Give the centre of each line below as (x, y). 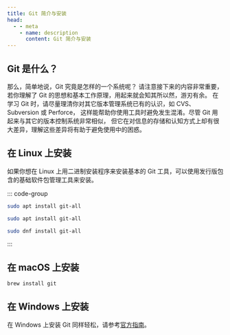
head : (15, 20)
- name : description (49, 33)
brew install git (32, 284)
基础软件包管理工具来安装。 (58, 180)
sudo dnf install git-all (44, 231)
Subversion (23, 112)
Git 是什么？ (33, 68)
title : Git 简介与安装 (37, 13)
